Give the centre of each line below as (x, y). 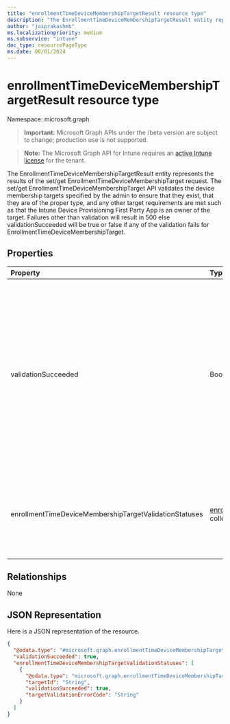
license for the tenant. (55, 160)
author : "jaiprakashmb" (41, 26)
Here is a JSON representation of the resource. (74, 631)
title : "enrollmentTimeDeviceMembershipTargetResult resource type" (107, 13)
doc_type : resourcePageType (47, 45)
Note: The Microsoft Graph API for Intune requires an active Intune (118, 153)
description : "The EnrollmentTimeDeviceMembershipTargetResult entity (110, 20)
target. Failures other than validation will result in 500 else (89, 217)
